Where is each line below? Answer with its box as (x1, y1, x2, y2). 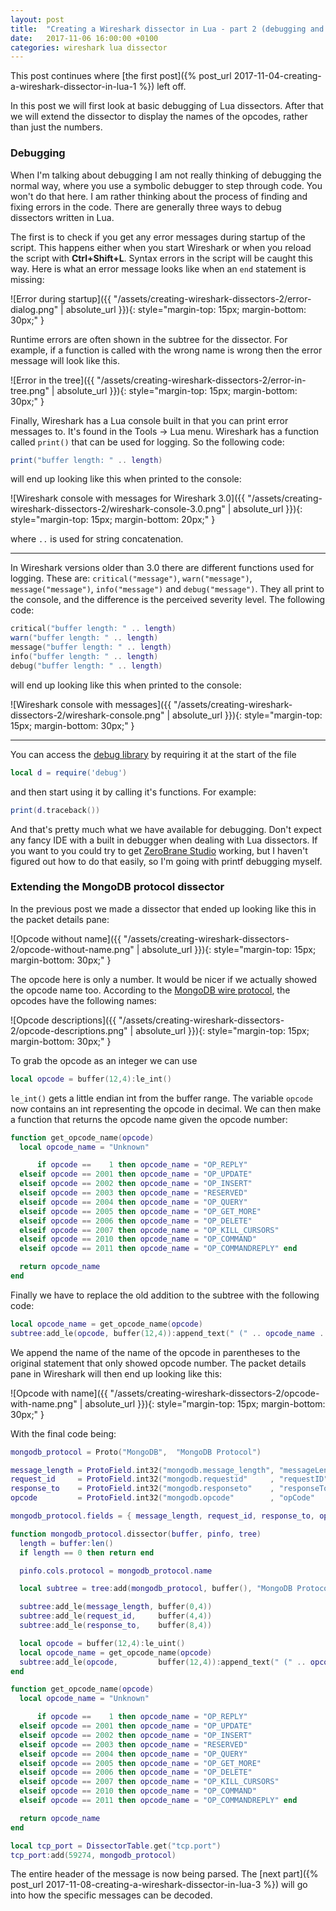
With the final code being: (10, 1427, 117, 1440)
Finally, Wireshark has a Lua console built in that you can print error (10, 414, 289, 426)
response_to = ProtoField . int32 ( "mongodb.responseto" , (10, 1484, 275, 1494)
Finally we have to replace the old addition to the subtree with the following (10, 1289, 320, 1301)
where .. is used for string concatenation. (10, 533, 184, 545)
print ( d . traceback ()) (10, 805, 101, 815)
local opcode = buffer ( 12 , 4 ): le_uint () (19, 1638, 186, 1648)
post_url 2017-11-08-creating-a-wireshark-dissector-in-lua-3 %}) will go (10, 1879, 308, 1891)
